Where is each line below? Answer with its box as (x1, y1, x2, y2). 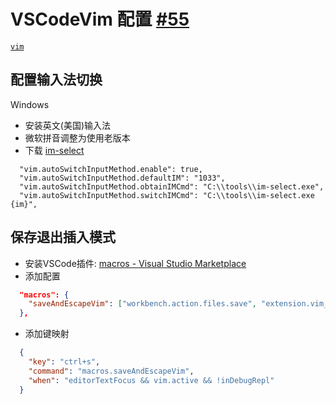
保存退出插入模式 (10, 229, 116, 246)
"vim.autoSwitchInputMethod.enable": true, (19, 164, 203, 174)
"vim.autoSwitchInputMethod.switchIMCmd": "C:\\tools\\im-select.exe (19, 190, 315, 200)
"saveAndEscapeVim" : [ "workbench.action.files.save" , (28, 299, 257, 309)
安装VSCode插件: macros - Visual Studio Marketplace (24, 257, 247, 269)
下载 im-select (24, 144, 85, 156)
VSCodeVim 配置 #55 (10, 8, 190, 31)
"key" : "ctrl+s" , (28, 357, 101, 367)
